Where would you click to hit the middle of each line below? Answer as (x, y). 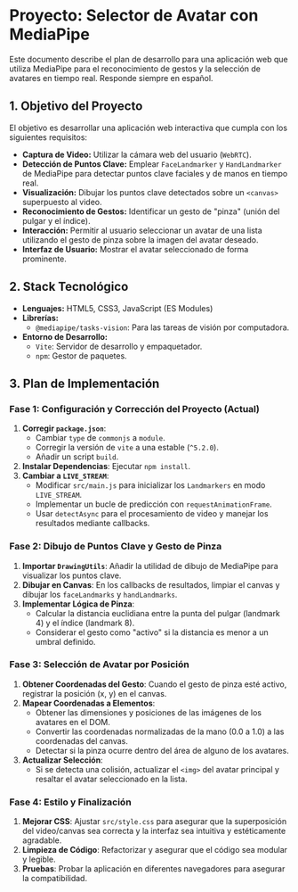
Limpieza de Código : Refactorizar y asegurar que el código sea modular (154, 850)
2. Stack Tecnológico (69, 287)
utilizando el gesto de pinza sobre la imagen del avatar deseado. (140, 240)
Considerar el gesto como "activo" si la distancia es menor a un (152, 632)
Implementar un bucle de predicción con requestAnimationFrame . (154, 504)
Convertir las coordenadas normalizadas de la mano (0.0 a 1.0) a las (160, 731)
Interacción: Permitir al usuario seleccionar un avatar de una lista (142, 230)
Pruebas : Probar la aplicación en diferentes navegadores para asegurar (153, 869)
